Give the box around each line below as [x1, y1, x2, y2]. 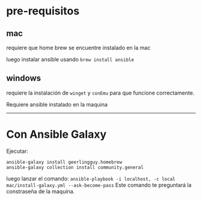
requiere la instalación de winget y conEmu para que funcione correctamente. [6, 89, 195, 96]
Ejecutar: [6, 147, 29, 155]
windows [6, 73, 41, 84]
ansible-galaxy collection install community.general [6, 164, 144, 170]
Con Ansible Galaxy [6, 128, 107, 141]
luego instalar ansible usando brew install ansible [6, 56, 134, 63]
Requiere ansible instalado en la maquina [6, 100, 108, 108]
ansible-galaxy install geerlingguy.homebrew [6, 159, 122, 165]
